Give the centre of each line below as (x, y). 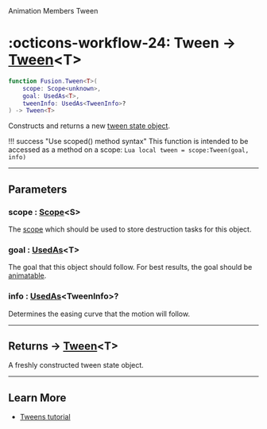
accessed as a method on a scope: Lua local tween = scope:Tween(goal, (129, 150)
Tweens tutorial (45, 417)
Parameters (38, 189)
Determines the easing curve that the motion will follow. (99, 314)
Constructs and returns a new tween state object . (89, 126)
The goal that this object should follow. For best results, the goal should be (130, 267)
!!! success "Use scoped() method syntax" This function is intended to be (128, 142)
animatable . (27, 275)
